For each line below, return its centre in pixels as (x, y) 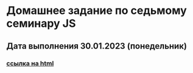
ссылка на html (30, 63)
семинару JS (41, 23)
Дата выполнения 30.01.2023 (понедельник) (97, 46)
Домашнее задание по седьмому (96, 11)
